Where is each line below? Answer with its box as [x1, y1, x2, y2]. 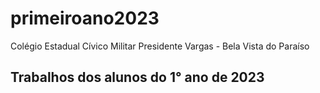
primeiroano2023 [10, 7, 160, 30]
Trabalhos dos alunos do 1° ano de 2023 [10, 69, 265, 86]
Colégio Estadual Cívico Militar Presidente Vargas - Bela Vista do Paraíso [10, 40, 310, 52]
